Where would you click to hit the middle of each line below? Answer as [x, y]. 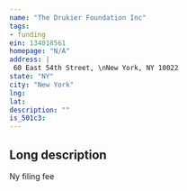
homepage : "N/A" [40, 51]
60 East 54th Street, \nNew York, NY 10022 [96, 68]
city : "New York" [42, 85]
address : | [30, 59]
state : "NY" [31, 77]
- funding [28, 34]
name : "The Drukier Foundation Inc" [78, 18]
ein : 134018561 [38, 43]
